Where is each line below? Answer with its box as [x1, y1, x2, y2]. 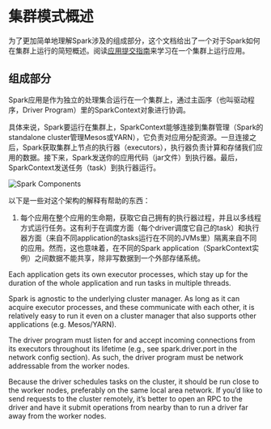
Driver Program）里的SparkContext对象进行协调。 [22, 104, 190, 114]
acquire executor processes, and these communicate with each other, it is [8, 302, 255, 312]
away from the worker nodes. [8, 410, 107, 421]
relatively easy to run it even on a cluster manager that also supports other [8, 311, 256, 321]
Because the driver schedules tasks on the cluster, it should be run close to [8, 376, 260, 386]
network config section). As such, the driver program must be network [8, 352, 244, 362]
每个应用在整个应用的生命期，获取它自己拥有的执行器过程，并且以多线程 [19, 212, 261, 223]
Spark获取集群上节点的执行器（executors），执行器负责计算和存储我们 [22, 142, 256, 152]
